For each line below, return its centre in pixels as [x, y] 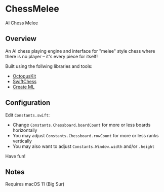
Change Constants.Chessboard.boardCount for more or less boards [81, 125]
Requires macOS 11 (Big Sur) [35, 184]
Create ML [24, 87]
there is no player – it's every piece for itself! [52, 56]
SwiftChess [25, 81]
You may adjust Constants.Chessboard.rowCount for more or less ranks [86, 135]
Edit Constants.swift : [28, 115]
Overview [21, 39]
